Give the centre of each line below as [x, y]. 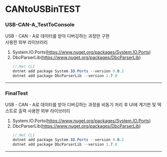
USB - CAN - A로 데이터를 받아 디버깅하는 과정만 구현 [57, 36]
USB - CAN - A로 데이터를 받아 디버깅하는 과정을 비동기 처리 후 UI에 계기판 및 [81, 105]
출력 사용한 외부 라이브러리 [44, 111]
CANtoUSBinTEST [43, 9]
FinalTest [17, 93]
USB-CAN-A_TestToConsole [40, 25]
